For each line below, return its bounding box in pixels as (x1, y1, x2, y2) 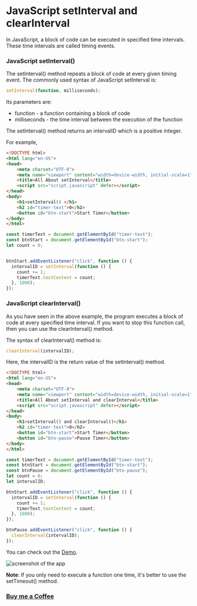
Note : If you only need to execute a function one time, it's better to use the (6, 571, 186, 578)
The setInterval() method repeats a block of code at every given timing (6, 70, 177, 77)
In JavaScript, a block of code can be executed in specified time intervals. (6, 36, 185, 43)
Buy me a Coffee (6, 592, 55, 600)
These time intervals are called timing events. (6, 42, 116, 49)
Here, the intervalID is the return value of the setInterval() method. (6, 358, 166, 365)
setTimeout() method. (6, 577, 59, 584)
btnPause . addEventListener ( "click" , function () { (6, 527, 133, 533)
